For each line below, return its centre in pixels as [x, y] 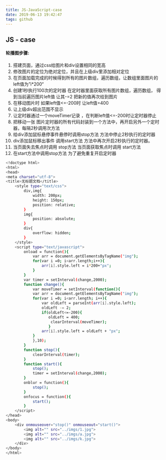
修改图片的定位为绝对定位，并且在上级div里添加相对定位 [71, 71]
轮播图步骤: [18, 53]
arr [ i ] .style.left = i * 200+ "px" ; [76, 266]
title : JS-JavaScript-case [34, 10]
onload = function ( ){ [46, 252]
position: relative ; [54, 205]
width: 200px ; [47, 196]
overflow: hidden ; [52, 233]
